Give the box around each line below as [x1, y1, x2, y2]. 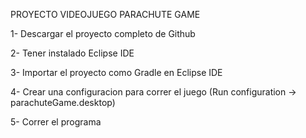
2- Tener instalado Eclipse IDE [10, 47, 135, 59]
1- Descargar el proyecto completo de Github [10, 28, 196, 39]
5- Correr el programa [10, 116, 102, 128]
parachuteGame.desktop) [10, 97, 116, 108]
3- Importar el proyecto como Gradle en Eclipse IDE [10, 67, 223, 78]
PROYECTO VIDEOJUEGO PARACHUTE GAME [10, 9, 201, 20]
